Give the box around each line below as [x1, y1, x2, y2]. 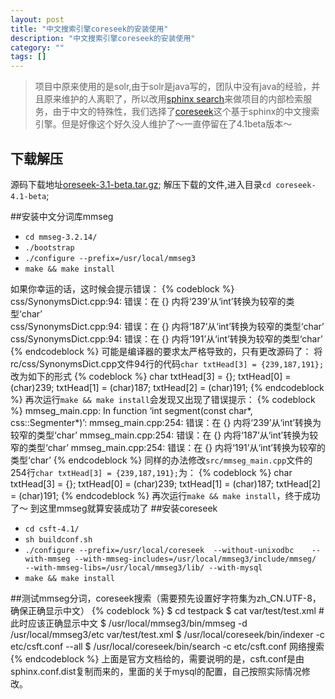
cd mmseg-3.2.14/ [24, 232, 98, 242]
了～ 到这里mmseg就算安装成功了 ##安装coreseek [10, 502, 218, 514]
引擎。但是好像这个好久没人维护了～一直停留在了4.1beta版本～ [34, 118, 293, 130]
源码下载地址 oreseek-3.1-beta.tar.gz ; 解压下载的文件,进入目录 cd [10, 178, 272, 190]
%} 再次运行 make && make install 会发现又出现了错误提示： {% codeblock [10, 393, 316, 405]
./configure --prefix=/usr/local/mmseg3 [24, 253, 196, 263]
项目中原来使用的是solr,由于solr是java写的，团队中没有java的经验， [34, 81, 312, 93]
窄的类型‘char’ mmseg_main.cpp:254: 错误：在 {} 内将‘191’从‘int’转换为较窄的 [10, 441, 326, 453]
